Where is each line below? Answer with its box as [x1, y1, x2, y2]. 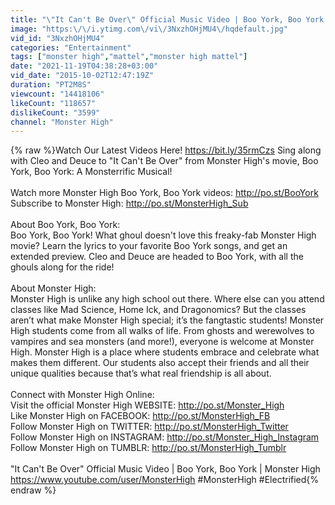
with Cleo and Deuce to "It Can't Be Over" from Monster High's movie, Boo [10, 155, 319, 167]
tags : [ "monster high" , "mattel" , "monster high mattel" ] [10, 52, 248, 62]
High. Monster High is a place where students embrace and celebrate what [10, 346, 320, 358]
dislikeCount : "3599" [10, 107, 101, 118]
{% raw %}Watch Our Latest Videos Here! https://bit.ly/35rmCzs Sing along [10, 144, 322, 156]
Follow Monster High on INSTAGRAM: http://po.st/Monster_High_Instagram [10, 431, 320, 443]
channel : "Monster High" [10, 117, 114, 127]
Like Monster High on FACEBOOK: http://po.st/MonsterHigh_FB [10, 410, 271, 422]
